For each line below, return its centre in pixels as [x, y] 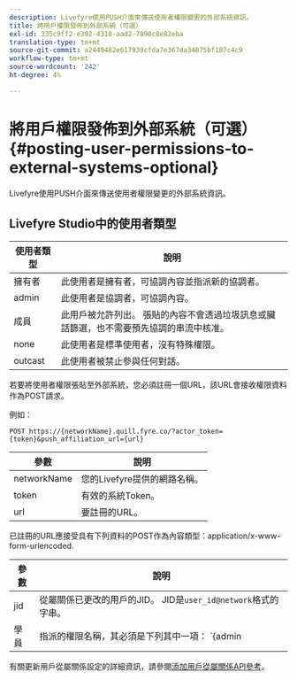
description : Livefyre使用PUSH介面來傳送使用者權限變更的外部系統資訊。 [131, 17]
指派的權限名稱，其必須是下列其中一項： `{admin [141, 636]
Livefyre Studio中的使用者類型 [93, 224]
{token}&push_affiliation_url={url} [76, 439]
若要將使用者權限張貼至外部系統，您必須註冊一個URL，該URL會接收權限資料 [148, 384]
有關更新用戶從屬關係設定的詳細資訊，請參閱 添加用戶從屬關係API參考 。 [139, 666]
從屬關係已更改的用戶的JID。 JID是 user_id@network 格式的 [159, 599]
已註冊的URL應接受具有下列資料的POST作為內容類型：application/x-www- [145, 536]
